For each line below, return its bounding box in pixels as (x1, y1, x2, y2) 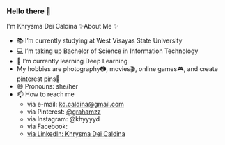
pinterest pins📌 (16, 75, 61, 83)
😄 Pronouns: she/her (16, 82, 78, 91)
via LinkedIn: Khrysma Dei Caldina (26, 130, 125, 138)
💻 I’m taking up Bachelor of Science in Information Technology (16, 47, 199, 55)
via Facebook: (26, 122, 68, 131)
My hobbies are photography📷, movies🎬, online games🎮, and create (16, 65, 219, 73)
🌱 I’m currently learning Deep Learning (16, 57, 128, 66)
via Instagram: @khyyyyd (26, 115, 100, 123)
